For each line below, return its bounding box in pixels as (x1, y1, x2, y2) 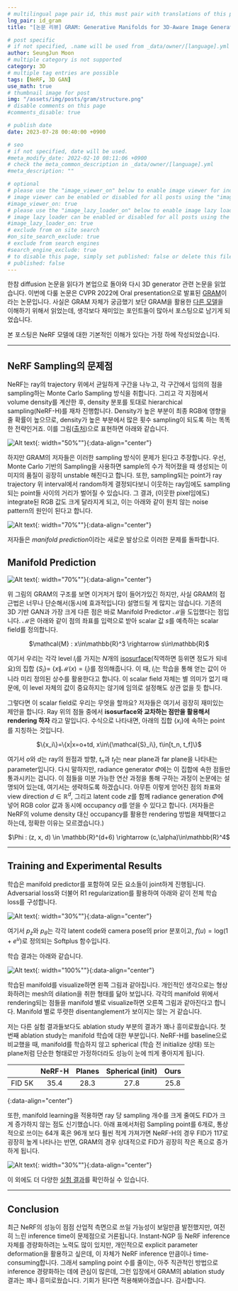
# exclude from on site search (7, 226, 100, 234)
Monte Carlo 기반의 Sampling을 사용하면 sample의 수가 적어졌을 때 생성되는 (7, 462, 220, 471)
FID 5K (11, 1078, 34, 1088)
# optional (7, 180, 40, 188)
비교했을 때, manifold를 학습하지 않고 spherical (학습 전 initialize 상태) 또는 (7, 1040, 216, 1049)
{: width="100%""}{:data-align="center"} (35, 966, 155, 974)
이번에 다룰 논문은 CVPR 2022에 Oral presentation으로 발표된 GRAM (28, 289, 222, 297)
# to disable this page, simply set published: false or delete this (7, 253, 217, 260)
